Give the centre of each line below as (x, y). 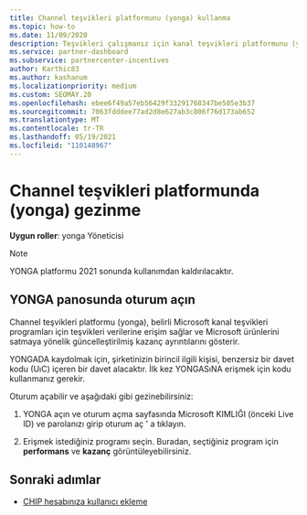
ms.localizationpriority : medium (73, 86)
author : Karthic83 (44, 70)
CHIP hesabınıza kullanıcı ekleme (85, 502)
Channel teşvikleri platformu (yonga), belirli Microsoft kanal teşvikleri (139, 322)
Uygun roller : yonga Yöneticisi (67, 235)
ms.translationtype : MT (55, 120)
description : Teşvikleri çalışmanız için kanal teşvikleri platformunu (148, 43)
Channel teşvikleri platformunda (135, 191)
